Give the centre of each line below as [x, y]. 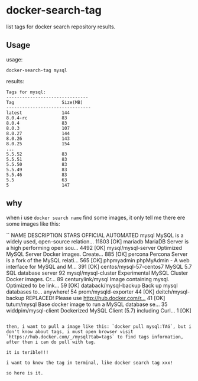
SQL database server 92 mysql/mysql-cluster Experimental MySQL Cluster [97, 273]
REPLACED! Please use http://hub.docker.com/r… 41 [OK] [95, 298]
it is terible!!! [27, 352]
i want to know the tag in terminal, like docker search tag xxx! [90, 363]
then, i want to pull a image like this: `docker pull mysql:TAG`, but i [99, 326]
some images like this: [33, 224]
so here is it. [25, 373]
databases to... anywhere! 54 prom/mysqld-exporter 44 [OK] [80, 292]
